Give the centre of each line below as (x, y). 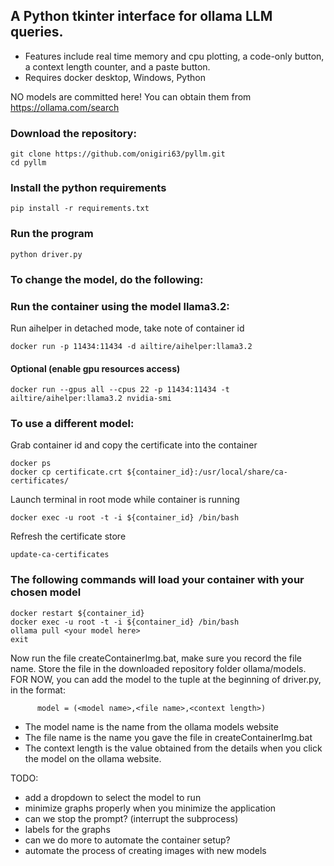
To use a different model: (72, 424)
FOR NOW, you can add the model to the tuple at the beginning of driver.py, (166, 679)
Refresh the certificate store (68, 536)
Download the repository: (73, 133)
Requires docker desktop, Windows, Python (115, 77)
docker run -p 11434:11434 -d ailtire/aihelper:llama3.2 (131, 346)
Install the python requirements (88, 188)
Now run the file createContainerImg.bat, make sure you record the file (156, 658)
